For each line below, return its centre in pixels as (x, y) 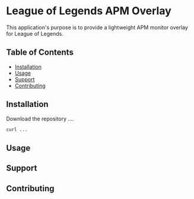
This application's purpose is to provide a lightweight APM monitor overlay (97, 27)
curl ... (17, 129)
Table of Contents (40, 53)
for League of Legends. (35, 33)
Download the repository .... (40, 119)
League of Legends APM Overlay (89, 11)
